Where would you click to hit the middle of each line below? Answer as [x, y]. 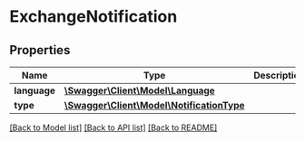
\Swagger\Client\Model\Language [139, 90]
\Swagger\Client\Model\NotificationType [154, 105]
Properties [40, 50]
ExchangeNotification [93, 17]
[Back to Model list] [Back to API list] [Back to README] [113, 127]
